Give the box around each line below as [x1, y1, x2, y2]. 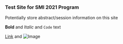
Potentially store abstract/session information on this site [5, 15, 118, 21]
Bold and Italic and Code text [5, 24, 61, 30]
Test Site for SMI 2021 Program [5, 4, 79, 11]
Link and [5, 33, 22, 40]
